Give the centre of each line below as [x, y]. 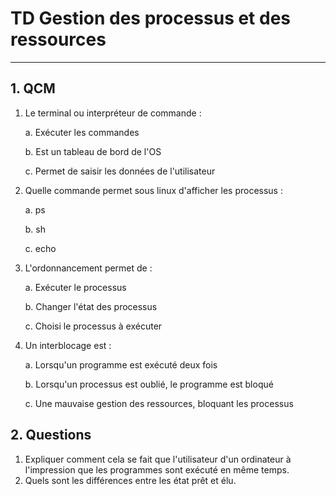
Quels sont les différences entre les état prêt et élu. [130, 480]
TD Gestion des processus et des [151, 18]
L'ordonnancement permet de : [88, 268]
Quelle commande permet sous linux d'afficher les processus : [153, 190]
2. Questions [51, 435]
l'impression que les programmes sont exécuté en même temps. [157, 469]
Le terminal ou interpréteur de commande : [113, 113]
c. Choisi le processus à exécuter [93, 326]
